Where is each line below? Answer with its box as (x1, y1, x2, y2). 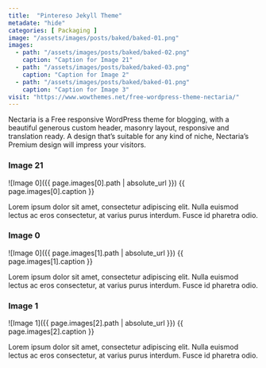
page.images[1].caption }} (8, 256, 94, 266)
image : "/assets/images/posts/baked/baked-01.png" (8, 33, 179, 42)
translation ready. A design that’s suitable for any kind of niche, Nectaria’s (8, 132, 249, 141)
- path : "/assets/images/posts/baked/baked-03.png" (15, 64, 191, 72)
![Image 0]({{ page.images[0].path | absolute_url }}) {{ (8, 178, 185, 188)
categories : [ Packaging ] (8, 26, 98, 34)
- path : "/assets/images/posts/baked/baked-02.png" (15, 48, 191, 56)
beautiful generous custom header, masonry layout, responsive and (8, 123, 229, 133)
